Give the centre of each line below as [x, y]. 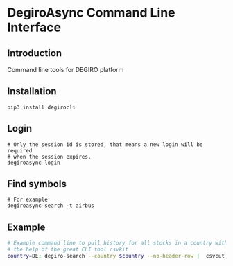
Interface [34, 27]
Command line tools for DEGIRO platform [66, 70]
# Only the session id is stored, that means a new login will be [105, 144]
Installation [32, 91]
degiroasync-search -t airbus [51, 206]
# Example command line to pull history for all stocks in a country [110, 243]
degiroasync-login [34, 163]
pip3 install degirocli [42, 107]
